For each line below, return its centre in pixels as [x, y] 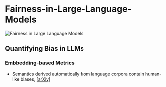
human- [153, 74]
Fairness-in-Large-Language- [68, 9]
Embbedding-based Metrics [40, 63]
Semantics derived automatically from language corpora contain [78, 74]
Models [21, 20]
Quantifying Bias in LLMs [45, 49]
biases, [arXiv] [36, 79]
